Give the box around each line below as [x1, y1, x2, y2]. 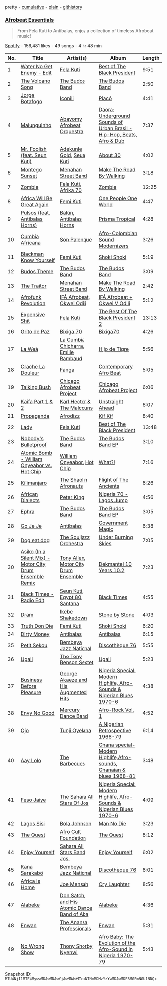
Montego [20, 166, 42, 173]
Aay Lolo [20, 757, 41, 764]
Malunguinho [20, 122, 52, 129]
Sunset [20, 172, 37, 179]
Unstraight [98, 398, 123, 405]
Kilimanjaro [20, 479, 47, 486]
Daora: [98, 106, 114, 113]
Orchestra [59, 540, 83, 547]
